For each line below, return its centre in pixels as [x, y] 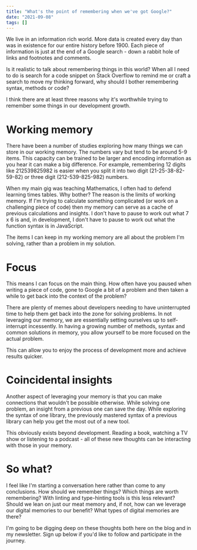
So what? [29, 469]
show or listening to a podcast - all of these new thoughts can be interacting [98, 439]
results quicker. [25, 356]
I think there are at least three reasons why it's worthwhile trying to [87, 99]
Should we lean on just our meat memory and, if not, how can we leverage [96, 504]
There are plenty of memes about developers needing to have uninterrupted [98, 308]
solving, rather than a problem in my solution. [61, 244]
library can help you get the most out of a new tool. [68, 422]
